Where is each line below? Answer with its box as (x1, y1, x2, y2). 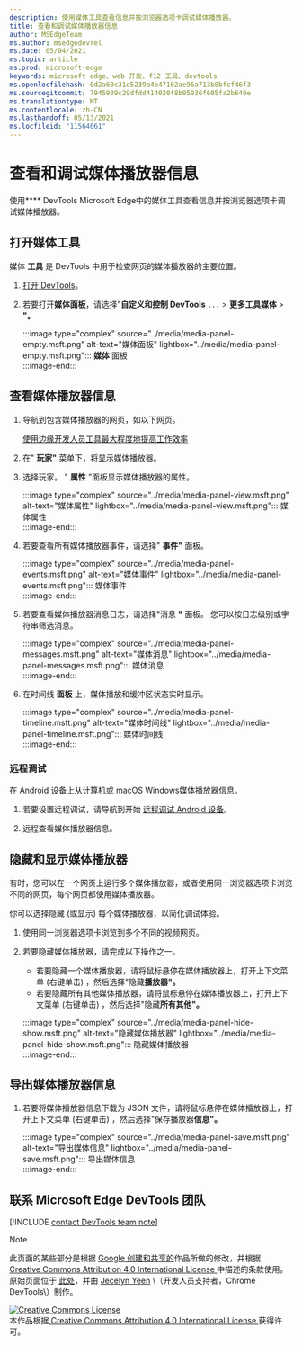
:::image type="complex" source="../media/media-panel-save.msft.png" (22, 1132, 290, 1143)
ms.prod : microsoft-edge (9, 64, 102, 73)
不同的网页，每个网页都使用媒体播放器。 (9, 888, 159, 900)
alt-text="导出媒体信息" (22, 1143, 110, 1153)
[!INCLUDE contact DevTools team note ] (9, 1216, 159, 1228)
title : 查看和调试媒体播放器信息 (9, 22, 119, 31)
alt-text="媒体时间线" (93, 717, 172, 728)
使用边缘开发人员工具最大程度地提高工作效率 (22, 433, 189, 444)
